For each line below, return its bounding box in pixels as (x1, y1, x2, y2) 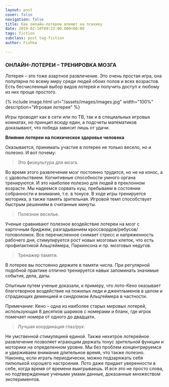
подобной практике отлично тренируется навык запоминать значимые (5, 267, 159, 273)
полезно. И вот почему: (5, 150, 57, 156)
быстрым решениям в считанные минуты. (5, 202, 96, 208)
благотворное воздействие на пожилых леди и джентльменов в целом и (5, 288, 163, 294)
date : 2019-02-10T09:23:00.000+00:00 (5, 26, 85, 31)
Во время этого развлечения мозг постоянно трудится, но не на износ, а (5, 169, 163, 175)
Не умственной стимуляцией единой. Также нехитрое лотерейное (5, 333, 149, 340)
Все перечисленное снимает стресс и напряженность (36, 232, 154, 238)
